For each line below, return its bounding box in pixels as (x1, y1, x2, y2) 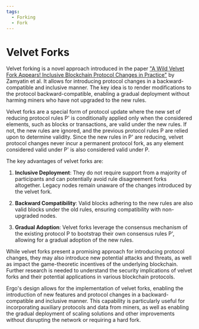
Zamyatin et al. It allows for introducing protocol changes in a (6, 78, 156, 85)
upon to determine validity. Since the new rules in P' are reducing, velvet (6, 133, 184, 140)
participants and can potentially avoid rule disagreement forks (14, 176, 167, 183)
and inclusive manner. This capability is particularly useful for (34, 297, 185, 305)
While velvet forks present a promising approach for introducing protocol (6, 248, 185, 255)
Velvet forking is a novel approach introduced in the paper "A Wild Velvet (6, 65, 185, 72)
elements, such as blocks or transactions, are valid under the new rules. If (6, 121, 187, 128)
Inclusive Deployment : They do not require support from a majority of (14, 169, 187, 176)
